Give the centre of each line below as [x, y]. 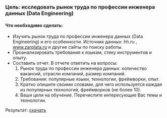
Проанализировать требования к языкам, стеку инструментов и [82, 52]
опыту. [20, 58]
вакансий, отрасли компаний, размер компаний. [73, 74]
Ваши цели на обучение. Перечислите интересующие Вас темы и [91, 95]
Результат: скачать [26, 110]
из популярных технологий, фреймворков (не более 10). [80, 90]
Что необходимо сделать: [34, 25]
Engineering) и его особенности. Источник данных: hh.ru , [75, 42]
